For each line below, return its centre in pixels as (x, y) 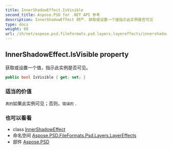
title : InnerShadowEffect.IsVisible (44, 10)
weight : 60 (17, 29)
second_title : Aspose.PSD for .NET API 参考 (53, 15)
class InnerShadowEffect (39, 130)
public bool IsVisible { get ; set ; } (46, 77)
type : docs (17, 24)
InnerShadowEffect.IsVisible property (67, 55)
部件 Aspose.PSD (31, 142)
